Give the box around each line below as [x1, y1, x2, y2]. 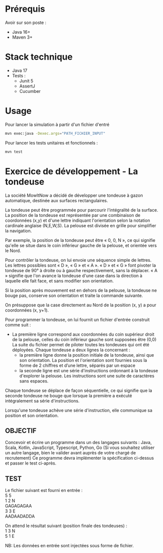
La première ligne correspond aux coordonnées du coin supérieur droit [12, 331, 155, 337]
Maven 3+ [12, 34, 33, 40]
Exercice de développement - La [5, 166, 138, 177]
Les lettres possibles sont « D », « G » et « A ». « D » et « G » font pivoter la [5, 262, 156, 268]
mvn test [5, 149, 23, 154]
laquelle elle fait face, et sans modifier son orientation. [5, 277, 114, 284]
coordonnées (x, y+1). [5, 307, 49, 313]
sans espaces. [19, 378, 49, 384]
